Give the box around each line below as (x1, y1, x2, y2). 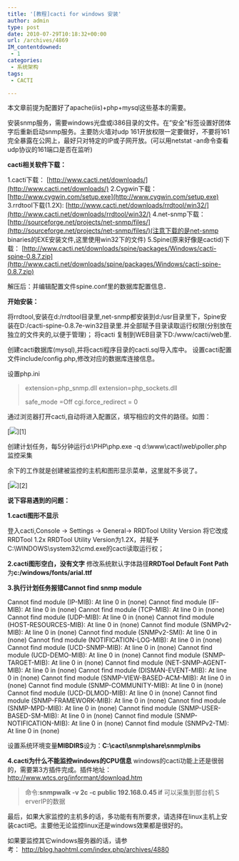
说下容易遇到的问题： (7, 496, 70, 505)
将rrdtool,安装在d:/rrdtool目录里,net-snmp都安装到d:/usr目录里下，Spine (7, 312, 221, 321)
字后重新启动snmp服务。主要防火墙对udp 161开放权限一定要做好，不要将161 (7, 128, 230, 136)
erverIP (24, 797, 47, 806)
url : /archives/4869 (7, 37, 69, 44)
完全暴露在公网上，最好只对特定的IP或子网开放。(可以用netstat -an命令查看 (7, 136, 229, 145)
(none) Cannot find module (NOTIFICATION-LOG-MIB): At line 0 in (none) (7, 636, 223, 644)
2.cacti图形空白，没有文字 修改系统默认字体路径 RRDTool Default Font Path (7, 559, 229, 568)
